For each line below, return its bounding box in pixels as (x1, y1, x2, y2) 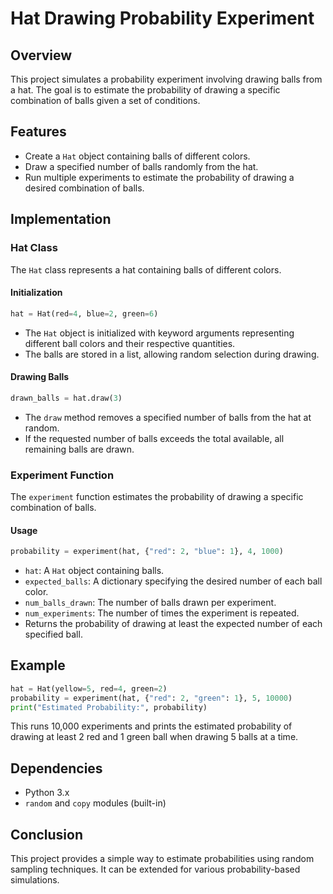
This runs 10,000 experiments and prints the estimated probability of (10, 720, 293, 732)
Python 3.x (24, 787, 70, 799)
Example (10, 657, 66, 674)
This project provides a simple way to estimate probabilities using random (10, 853, 315, 865)
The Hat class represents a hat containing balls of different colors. (10, 263, 282, 276)
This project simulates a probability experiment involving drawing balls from (10, 73, 323, 85)
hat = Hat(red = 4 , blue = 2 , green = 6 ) (10, 308, 159, 319)
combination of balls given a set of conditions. (10, 95, 201, 106)
